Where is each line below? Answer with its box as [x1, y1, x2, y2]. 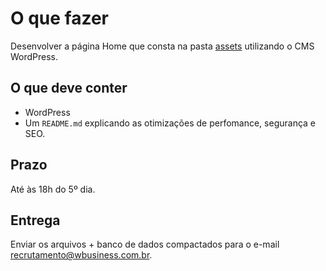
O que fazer [10, 7, 110, 30]
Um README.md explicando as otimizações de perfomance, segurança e [24, 117, 316, 129]
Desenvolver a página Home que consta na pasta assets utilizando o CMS [10, 40, 315, 52]
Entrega [10, 212, 61, 229]
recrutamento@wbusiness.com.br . [10, 249, 153, 261]
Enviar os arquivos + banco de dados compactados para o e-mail [10, 238, 280, 251]
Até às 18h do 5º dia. [10, 183, 96, 195]
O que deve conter [10, 80, 128, 97]
